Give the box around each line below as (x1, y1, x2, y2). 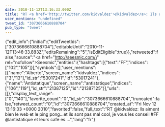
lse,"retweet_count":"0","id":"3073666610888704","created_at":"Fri (5, 101, 141, 107)
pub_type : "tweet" (5, 25, 43, 30)
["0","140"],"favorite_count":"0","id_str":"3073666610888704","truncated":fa (5, 96, 160, 102)
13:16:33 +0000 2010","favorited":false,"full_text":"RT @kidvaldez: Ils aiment (5, 106, 160, 112)
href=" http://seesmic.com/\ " (41, 54, 99, 60)
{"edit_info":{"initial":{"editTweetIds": (5, 39, 80, 44)
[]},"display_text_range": (5, 91, 54, 97)
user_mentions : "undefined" (5, 16, 63, 21)
